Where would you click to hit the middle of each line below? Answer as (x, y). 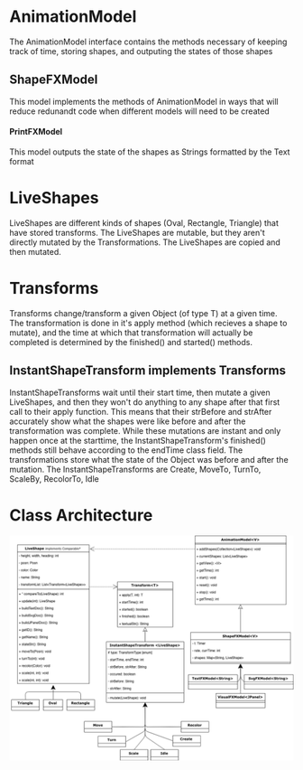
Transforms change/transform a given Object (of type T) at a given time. (143, 313)
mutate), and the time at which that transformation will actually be (131, 333)
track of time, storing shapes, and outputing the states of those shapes (141, 51)
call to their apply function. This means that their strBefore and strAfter (141, 411)
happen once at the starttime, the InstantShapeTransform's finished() (138, 440)
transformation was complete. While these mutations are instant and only (145, 430)
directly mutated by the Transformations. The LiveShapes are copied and (145, 242)
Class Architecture (81, 515)
